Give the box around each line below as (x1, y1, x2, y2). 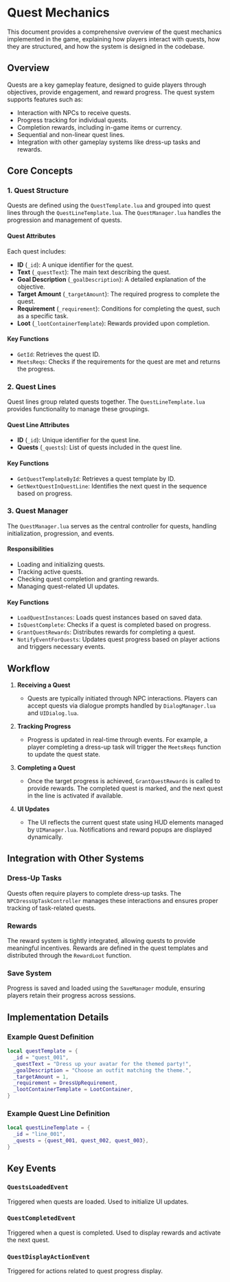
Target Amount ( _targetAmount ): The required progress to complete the (16, 289, 220, 298)
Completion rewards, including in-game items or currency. (16, 123, 183, 132)
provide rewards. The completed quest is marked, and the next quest (27, 784, 223, 793)
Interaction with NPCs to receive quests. (16, 108, 132, 116)
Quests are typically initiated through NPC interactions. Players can (27, 694, 218, 703)
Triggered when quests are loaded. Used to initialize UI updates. (7, 1197, 189, 1206)
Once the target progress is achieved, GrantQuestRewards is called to (27, 777, 221, 785)
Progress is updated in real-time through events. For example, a (27, 736, 208, 744)
